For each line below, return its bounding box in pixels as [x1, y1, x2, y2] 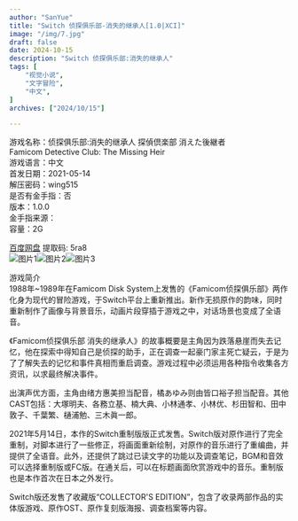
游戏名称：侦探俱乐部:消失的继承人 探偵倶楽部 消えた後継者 [9, 136, 226, 147]
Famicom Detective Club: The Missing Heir [9, 147, 166, 158]
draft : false [9, 37, 58, 47]
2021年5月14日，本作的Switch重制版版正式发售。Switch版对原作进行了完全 [9, 429, 284, 439]
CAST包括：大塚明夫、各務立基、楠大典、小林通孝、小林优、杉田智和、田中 [9, 399, 286, 409]
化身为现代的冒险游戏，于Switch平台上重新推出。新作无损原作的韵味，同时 [9, 294, 283, 306]
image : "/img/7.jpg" [9, 29, 86, 38]
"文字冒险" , [25, 79, 64, 88]
